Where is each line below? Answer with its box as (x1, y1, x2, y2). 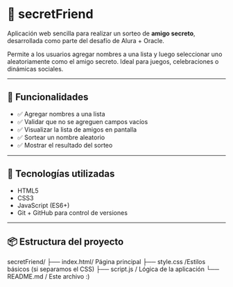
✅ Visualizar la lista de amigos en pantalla (17, 125, 137, 134)
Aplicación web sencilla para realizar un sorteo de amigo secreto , (7, 29, 196, 37)
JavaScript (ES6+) (17, 201, 70, 209)
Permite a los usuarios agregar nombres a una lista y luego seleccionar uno (7, 50, 223, 58)
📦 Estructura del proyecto (7, 236, 124, 247)
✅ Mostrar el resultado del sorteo (17, 141, 113, 149)
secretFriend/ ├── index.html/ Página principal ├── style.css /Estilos (7, 258, 206, 266)
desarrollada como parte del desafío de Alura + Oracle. (7, 36, 165, 44)
